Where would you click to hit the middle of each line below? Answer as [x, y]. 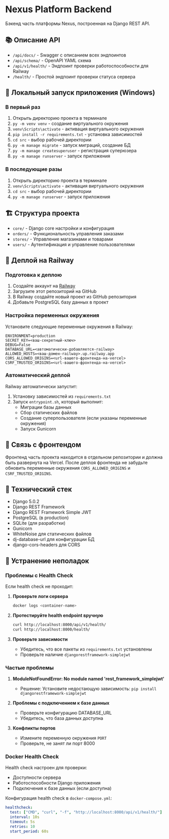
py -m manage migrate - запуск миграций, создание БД [72, 145]
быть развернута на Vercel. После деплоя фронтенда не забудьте [77, 463]
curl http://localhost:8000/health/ [51, 629]
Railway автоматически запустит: [41, 386]
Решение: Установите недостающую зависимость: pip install [88, 689]
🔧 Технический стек [39, 489]
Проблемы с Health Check [39, 575]
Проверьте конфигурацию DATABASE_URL [66, 713]
